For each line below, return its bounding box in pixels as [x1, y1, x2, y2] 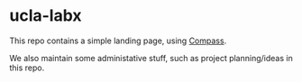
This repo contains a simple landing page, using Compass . [9, 35, 227, 46]
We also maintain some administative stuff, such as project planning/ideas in [9, 52, 293, 63]
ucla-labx [9, 5, 83, 26]
